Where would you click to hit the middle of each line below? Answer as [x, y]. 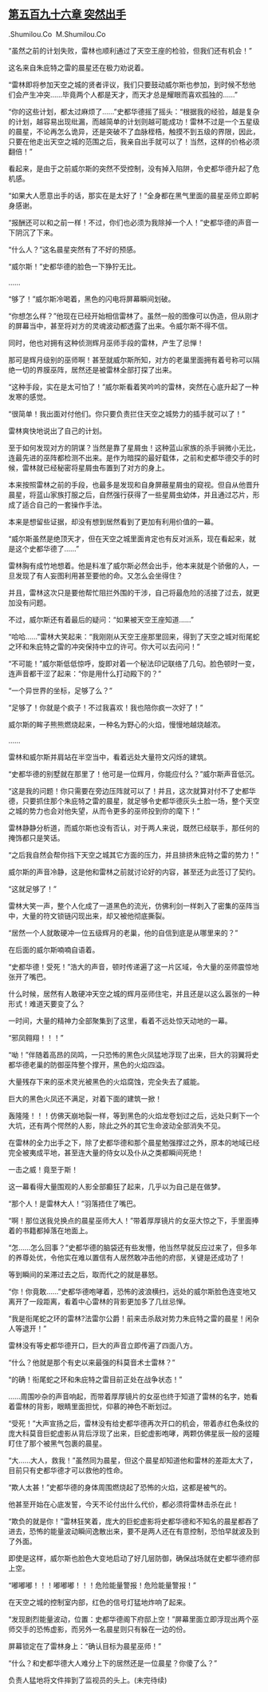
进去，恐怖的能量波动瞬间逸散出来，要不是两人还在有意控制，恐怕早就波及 [130, 1531]
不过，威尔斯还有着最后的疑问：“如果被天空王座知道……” [101, 619]
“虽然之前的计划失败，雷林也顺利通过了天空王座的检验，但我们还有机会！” [130, 50]
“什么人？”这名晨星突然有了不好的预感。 [75, 249]
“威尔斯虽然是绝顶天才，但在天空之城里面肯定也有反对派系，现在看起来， [129, 539]
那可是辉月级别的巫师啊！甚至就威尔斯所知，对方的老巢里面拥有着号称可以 [130, 360]
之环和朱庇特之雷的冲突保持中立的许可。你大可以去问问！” [104, 647]
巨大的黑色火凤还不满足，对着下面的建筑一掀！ [85, 1098]
